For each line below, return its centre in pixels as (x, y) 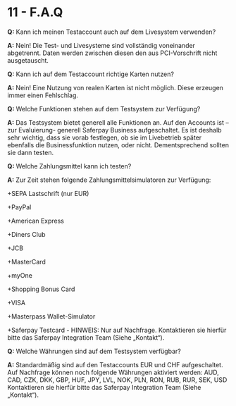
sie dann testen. (31, 152)
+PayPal (19, 207)
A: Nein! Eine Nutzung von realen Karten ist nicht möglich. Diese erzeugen (116, 87)
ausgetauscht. (28, 60)
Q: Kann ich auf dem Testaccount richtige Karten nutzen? (91, 74)
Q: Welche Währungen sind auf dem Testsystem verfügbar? (94, 351)
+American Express (36, 221)
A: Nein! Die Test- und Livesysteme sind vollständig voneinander (101, 45)
